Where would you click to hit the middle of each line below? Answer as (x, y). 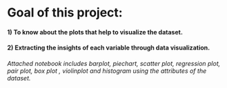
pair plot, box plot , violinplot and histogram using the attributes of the (107, 71)
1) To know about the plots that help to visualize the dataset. (95, 32)
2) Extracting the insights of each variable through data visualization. (109, 48)
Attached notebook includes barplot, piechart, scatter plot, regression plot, (114, 63)
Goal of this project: (65, 13)
